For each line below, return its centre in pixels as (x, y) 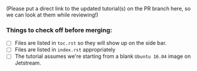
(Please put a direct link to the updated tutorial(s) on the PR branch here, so (99, 9)
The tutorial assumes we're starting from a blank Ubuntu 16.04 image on (103, 56)
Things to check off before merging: (59, 30)
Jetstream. (28, 63)
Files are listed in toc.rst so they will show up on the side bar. (91, 43)
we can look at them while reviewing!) (53, 15)
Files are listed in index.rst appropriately (65, 50)
